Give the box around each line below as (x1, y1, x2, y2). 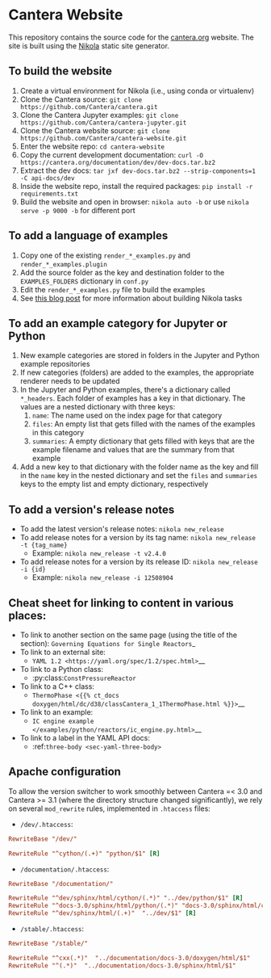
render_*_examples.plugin (19, 260, 107, 268)
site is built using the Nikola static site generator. (8, 40, 169, 50)
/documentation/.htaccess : (19, 864, 110, 874)
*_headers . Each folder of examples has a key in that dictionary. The (19, 393, 246, 403)
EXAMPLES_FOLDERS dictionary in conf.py (19, 276, 149, 286)
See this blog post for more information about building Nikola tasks (19, 293, 243, 303)
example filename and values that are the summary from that (31, 445, 236, 455)
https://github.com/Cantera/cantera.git (19, 103, 158, 111)
